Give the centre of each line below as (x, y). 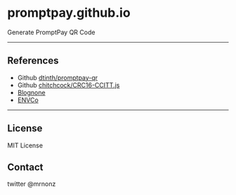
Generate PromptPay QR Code (51, 32)
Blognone (31, 92)
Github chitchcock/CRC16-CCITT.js (68, 85)
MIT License (25, 145)
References (33, 61)
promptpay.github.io (69, 13)
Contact (25, 167)
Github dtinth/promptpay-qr (58, 78)
